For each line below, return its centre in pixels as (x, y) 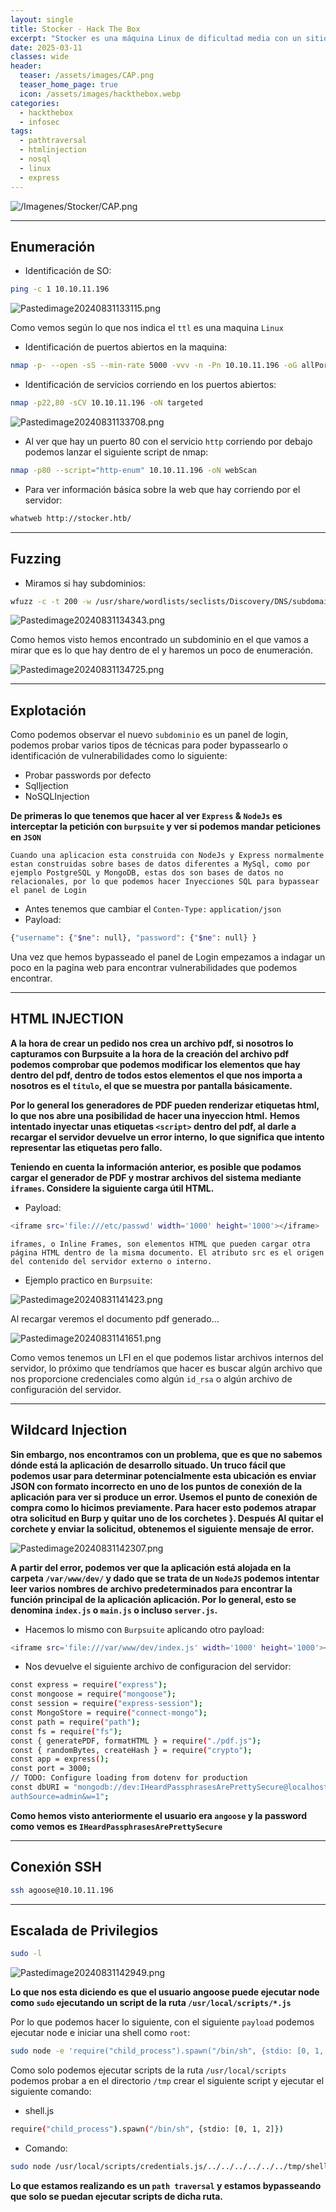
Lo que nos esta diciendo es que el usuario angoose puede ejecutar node (165, 1992)
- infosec (39, 122)
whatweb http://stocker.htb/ (71, 518)
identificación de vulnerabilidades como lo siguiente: (119, 756)
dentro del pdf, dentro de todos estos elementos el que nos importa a (156, 1075)
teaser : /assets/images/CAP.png (87, 76)
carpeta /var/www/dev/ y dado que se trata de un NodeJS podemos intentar (165, 1578)
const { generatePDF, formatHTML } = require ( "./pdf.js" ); (136, 1741)
